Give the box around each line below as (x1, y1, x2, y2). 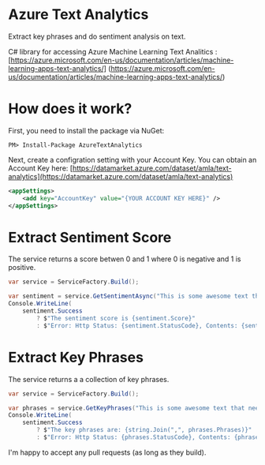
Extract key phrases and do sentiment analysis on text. (8, 32, 186, 41)
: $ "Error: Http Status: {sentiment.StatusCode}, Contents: (36, 321, 238, 329)
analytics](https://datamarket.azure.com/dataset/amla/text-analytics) (8, 171, 233, 181)
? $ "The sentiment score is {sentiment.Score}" (36, 314, 196, 322)
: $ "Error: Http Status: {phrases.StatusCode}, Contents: (36, 433, 231, 441)
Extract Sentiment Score (8, 228, 172, 246)
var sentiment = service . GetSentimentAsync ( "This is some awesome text (8, 292, 248, 301)
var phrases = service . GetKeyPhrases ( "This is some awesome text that (8, 404, 245, 412)
